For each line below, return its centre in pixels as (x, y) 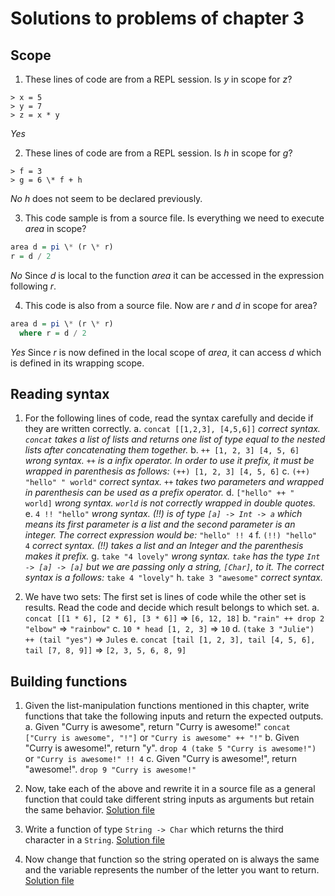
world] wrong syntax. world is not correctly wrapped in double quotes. (170, 503)
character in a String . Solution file (94, 840)
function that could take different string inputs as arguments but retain (169, 799)
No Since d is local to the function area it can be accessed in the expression (167, 275)
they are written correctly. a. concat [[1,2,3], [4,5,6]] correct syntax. (172, 429)
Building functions (69, 681)
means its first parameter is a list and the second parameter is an (160, 524)
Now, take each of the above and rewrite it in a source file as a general (170, 789)
